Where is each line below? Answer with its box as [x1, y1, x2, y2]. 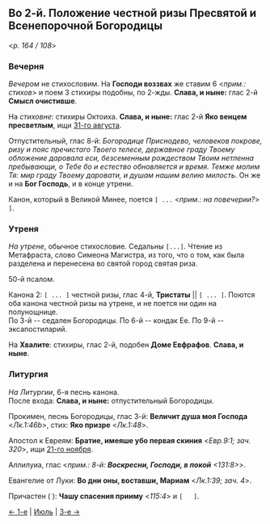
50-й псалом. [8, 275, 55, 284]
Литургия [8, 369, 49, 380]
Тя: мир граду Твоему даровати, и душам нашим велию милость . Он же [8, 170, 261, 180]
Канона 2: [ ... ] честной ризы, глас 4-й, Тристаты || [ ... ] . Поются [8, 290, 255, 300]
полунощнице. [8, 307, 58, 317]
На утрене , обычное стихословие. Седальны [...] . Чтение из [8, 241, 223, 251]
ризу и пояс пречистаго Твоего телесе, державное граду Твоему [8, 145, 235, 154]
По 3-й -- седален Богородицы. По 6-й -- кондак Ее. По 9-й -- [8, 316, 225, 325]
